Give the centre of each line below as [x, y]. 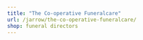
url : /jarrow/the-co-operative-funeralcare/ [72, 20]
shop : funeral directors [43, 26]
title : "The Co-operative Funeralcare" [64, 13]
